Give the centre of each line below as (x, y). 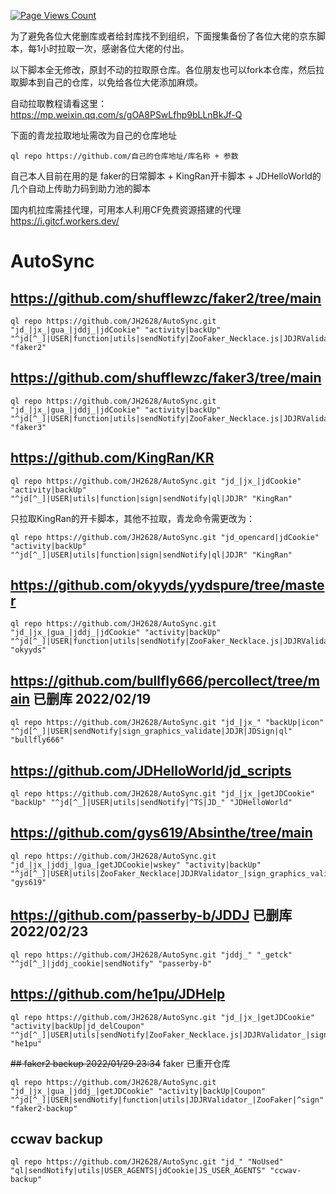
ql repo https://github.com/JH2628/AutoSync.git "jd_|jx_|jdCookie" (156, 481)
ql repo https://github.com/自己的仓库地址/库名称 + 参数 (124, 156)
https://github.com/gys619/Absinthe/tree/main (161, 833)
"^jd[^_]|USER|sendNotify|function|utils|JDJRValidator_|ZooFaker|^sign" (167, 1100)
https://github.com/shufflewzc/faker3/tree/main (166, 378)
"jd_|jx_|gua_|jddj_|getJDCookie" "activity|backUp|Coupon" (138, 1091)
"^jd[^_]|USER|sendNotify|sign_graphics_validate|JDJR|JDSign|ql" (151, 731)
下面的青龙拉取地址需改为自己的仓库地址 (93, 135)
